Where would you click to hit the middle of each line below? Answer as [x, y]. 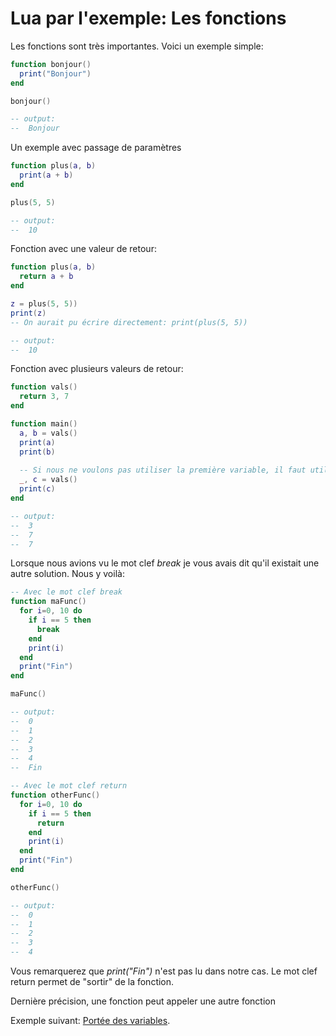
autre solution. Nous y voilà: [67, 574]
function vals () [44, 387]
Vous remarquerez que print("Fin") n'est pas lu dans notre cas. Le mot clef [164, 971]
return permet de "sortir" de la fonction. [92, 982]
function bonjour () [51, 64]
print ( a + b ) [46, 175]
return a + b [46, 277]
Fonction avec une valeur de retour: [83, 249]
